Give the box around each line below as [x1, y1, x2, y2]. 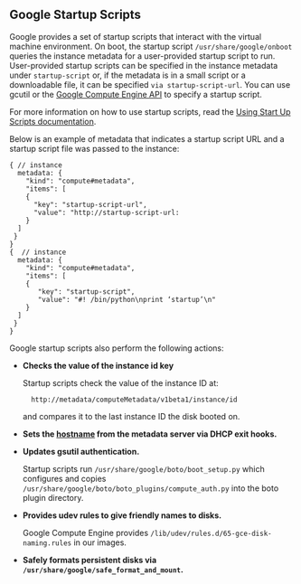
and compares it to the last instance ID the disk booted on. [22, 410, 240, 421]
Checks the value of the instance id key [22, 360, 174, 371]
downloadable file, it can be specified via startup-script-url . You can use [9, 79, 291, 89]
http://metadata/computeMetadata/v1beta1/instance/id [31, 395, 238, 404]
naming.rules [22, 538, 72, 548]
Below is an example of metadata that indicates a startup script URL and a [9, 133, 285, 144]
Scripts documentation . [9, 116, 97, 127]
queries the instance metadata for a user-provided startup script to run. [9, 50, 276, 61]
